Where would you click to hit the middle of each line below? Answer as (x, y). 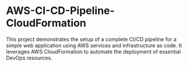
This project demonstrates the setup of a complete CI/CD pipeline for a (91, 39)
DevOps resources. (29, 58)
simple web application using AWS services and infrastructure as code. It (94, 45)
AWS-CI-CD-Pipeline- (60, 11)
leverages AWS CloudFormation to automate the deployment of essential (93, 51)
